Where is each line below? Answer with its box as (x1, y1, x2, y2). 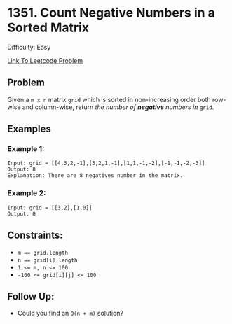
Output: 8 (7, 166, 36, 173)
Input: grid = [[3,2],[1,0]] (7, 204, 93, 211)
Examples (7, 123, 51, 135)
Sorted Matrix (7, 20, 90, 36)
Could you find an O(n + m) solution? (17, 309, 124, 318)
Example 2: (7, 188, 46, 198)
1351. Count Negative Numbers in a (7, 5, 216, 21)
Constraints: (7, 230, 63, 241)
